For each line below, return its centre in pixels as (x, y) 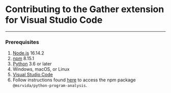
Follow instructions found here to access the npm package (74, 80)
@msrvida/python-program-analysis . (50, 85)
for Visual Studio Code (54, 20)
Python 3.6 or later (32, 64)
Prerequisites (22, 42)
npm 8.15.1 (23, 59)
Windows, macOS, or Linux (41, 69)
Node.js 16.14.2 (28, 53)
